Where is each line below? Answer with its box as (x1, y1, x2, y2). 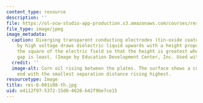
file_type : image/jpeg (6, 25, 63, 32)
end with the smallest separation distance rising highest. (17, 71, 172, 77)
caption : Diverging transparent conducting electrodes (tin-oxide (11, 37, 182, 43)
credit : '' (11, 59, 39, 65)
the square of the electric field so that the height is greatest (17, 48, 188, 55)
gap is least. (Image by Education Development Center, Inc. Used (17, 54, 188, 60)
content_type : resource (6, 8, 66, 15)
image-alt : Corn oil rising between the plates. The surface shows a (11, 65, 190, 71)
